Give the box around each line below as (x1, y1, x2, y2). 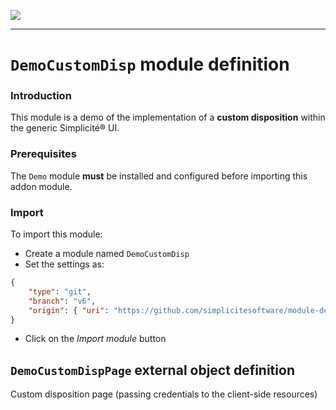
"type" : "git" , (28, 286, 92, 297)
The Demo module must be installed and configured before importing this (10, 170, 308, 182)
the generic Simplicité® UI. (10, 122, 120, 134)
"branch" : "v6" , (28, 296, 97, 306)
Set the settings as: (24, 258, 105, 270)
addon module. (10, 180, 73, 192)
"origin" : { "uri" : (28, 305, 110, 315)
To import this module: (10, 228, 103, 240)
